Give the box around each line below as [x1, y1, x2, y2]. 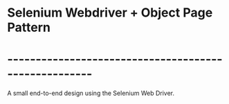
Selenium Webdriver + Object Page [7, 5, 213, 21]
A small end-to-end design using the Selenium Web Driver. [7, 89, 175, 98]
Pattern [7, 19, 51, 35]
